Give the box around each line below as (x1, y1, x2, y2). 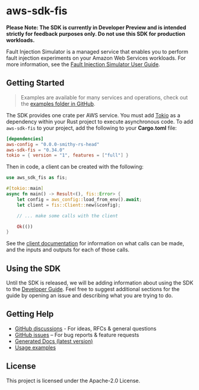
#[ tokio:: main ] (6, 186, 44, 192)
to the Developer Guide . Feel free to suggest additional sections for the (6, 286, 180, 293)
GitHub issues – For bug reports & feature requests (14, 331, 140, 338)
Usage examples (14, 344, 56, 351)
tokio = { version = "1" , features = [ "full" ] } (6, 152, 129, 158)
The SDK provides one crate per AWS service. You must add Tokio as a (6, 111, 181, 118)
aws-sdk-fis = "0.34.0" (6, 147, 65, 153)
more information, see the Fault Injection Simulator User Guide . (6, 61, 160, 68)
